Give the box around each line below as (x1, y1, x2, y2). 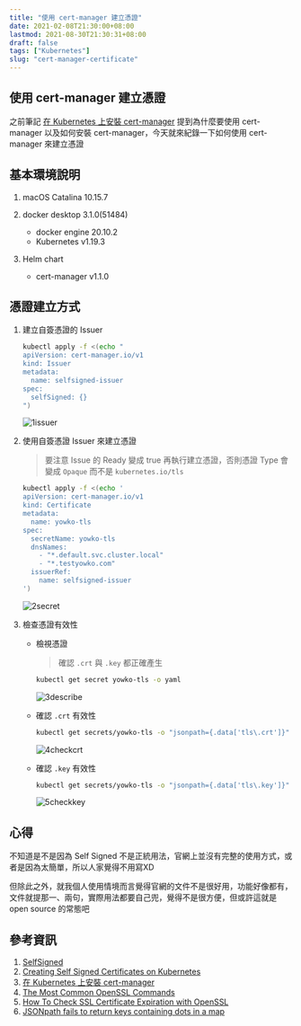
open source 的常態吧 (9, 904, 90, 915)
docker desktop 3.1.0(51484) (22, 208, 128, 220)
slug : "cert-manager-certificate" (9, 55, 139, 64)
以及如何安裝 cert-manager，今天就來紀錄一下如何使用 (44, 127, 247, 137)
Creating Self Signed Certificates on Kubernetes (22, 967, 201, 977)
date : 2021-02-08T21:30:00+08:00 (9, 22, 135, 31)
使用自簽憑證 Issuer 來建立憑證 (22, 436, 137, 447)
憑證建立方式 (9, 299, 81, 314)
